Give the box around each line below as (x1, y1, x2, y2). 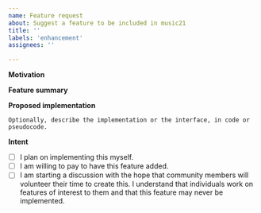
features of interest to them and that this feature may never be (19, 188, 224, 197)
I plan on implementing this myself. (19, 153, 134, 162)
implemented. (19, 196, 65, 206)
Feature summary (8, 85, 68, 95)
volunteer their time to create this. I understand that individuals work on (19, 180, 254, 189)
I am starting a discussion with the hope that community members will (19, 170, 249, 180)
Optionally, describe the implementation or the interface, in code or (8, 116, 250, 124)
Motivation (8, 70, 45, 79)
